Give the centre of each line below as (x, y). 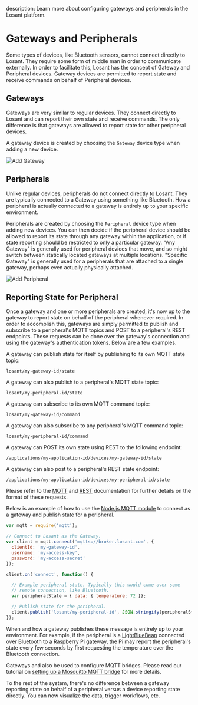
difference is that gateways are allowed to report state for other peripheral (96, 125)
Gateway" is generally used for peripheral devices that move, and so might (97, 248)
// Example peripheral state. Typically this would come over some (96, 585)
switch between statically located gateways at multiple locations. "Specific (97, 255)
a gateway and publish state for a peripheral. (60, 515)
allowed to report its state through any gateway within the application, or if (96, 236)
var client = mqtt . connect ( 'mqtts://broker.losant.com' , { (80, 542)
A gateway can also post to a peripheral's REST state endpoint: (82, 469)
